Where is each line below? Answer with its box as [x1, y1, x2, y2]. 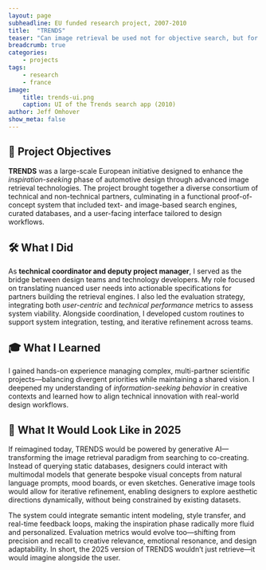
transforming [8, 453, 51, 462]
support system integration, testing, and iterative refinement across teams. [8, 316, 253, 327]
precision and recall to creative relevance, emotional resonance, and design [8, 536, 257, 546]
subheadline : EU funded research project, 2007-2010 [8, 19, 187, 27]
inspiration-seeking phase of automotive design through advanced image [8, 175, 249, 184]
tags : [8, 64, 26, 72]
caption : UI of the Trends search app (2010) [22, 100, 177, 108]
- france [22, 78, 52, 86]
